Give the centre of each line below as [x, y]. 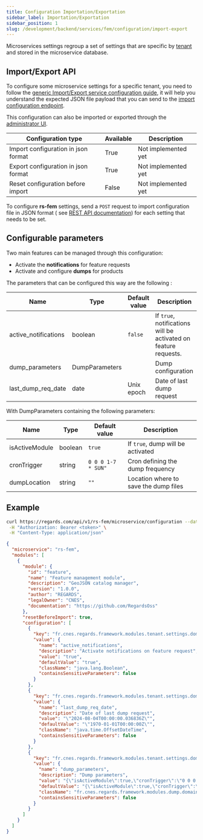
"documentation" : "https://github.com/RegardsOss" [93, 606]
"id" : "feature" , [50, 572]
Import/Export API [41, 71]
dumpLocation [30, 482]
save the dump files [156, 486]
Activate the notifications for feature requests [72, 264]
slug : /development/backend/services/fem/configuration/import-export [97, 29]
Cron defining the [153, 461]
